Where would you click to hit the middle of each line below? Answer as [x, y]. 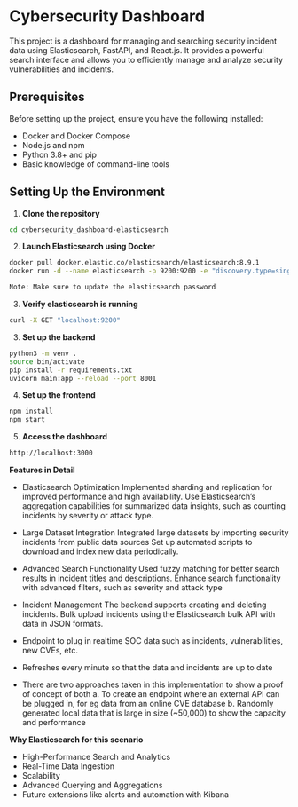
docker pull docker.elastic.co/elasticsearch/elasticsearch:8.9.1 [134, 263]
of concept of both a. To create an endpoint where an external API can [151, 694]
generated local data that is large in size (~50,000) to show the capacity [154, 713]
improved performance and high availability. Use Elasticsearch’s [139, 497]
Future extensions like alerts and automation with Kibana [125, 795]
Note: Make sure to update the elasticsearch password [113, 287]
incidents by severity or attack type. [87, 516]
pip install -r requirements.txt [71, 370]
